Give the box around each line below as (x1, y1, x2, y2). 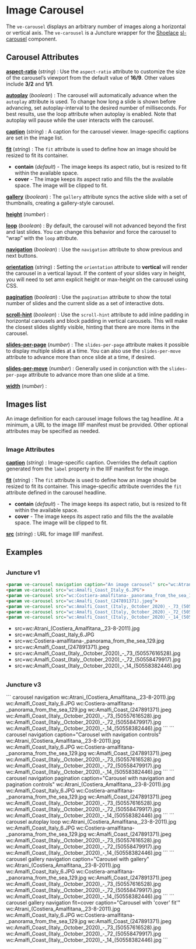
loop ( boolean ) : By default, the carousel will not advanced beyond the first (6, 222, 187, 229)
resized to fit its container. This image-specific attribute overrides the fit (6, 483, 182, 490)
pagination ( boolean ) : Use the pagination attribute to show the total (6, 293, 171, 301)
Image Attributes (6, 446, 55, 454)
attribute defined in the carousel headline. (6, 489, 107, 496)
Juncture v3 (6, 681, 41, 689)
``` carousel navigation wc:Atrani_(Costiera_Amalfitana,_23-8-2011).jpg (6, 694, 175, 701)
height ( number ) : (6, 210, 49, 217)
